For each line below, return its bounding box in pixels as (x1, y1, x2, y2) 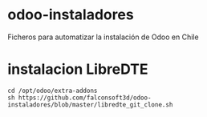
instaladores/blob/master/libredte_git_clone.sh (7, 100, 173, 109)
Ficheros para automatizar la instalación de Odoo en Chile (7, 32, 199, 42)
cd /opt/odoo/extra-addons (7, 87, 98, 95)
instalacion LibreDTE (7, 60, 148, 79)
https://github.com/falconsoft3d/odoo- (18, 94, 152, 102)
